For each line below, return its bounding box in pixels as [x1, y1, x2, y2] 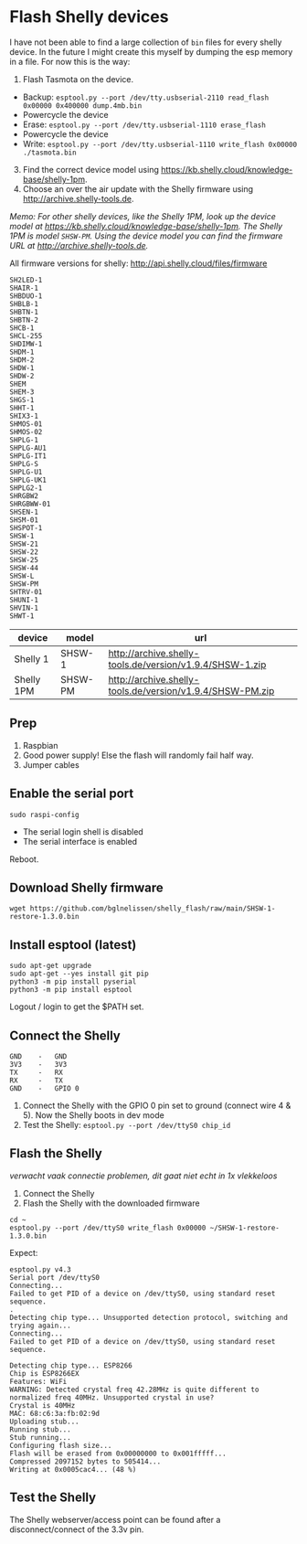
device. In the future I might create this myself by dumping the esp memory [9, 46, 293, 57]
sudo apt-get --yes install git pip [9, 969, 149, 979]
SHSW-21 [9, 539, 39, 548]
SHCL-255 [9, 331, 43, 340]
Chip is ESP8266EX [9, 1368, 79, 1378]
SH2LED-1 [9, 275, 43, 284]
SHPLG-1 [9, 435, 39, 444]
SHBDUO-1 [9, 291, 43, 301]
